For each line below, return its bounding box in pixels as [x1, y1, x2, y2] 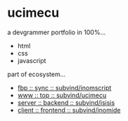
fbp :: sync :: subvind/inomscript [17, 83, 112, 92]
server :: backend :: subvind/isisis [17, 98, 115, 106]
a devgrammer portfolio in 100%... [7, 28, 106, 36]
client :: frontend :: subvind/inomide [17, 106, 121, 114]
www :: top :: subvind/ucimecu [17, 91, 107, 99]
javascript [17, 56, 46, 64]
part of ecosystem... [7, 70, 66, 78]
